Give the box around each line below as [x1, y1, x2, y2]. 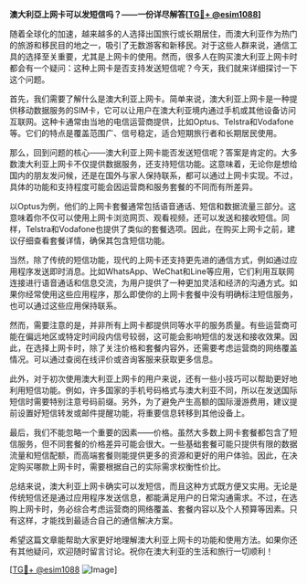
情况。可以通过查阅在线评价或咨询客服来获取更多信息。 [9, 354, 217, 365]
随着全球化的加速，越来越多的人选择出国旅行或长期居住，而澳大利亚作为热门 [9, 28, 298, 39]
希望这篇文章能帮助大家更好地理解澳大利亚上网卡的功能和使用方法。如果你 [9, 535, 290, 545]
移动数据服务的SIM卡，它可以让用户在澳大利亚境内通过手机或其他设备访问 [16, 105, 297, 115]
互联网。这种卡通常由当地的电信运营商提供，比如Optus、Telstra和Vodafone [9, 116, 294, 127]
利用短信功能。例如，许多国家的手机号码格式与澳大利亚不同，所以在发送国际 [9, 385, 298, 396]
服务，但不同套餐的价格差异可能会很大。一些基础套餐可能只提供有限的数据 [16, 439, 298, 449]
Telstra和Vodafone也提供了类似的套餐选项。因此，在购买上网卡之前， [25, 224, 288, 234]
